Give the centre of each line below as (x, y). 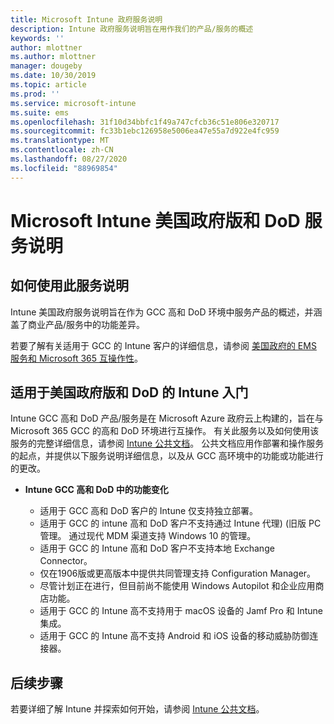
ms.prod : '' (35, 94)
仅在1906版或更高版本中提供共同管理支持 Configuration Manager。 (178, 573)
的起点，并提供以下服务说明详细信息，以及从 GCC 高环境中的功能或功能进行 (167, 456)
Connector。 (66, 561)
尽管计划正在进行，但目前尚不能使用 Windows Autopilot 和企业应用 (177, 586)
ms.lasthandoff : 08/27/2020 (69, 159)
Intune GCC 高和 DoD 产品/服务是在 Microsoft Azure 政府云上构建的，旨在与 (167, 418)
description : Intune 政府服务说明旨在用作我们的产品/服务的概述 (132, 29)
